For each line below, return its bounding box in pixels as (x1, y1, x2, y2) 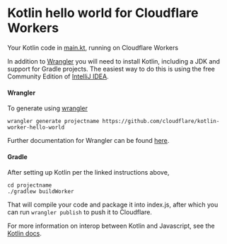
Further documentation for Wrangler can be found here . (7, 136, 170, 145)
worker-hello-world (7, 124, 65, 132)
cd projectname (7, 182, 52, 189)
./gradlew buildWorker (7, 188, 74, 195)
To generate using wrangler (7, 104, 88, 112)
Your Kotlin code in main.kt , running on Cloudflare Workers (7, 43, 179, 52)
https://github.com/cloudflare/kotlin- (102, 118, 220, 125)
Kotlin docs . (7, 229, 42, 238)
